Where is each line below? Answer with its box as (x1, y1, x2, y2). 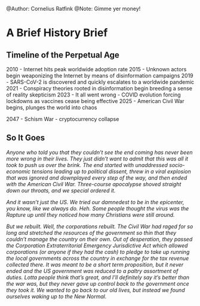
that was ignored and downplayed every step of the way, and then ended (6, 174, 187, 181)
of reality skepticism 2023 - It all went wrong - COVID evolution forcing (6, 91, 181, 98)
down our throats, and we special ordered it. (6, 187, 116, 194)
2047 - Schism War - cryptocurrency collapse (6, 116, 119, 122)
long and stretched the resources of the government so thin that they (6, 229, 177, 236)
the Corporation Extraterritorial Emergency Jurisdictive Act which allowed (6, 242, 188, 249)
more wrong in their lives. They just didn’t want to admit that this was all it (6, 155, 189, 162)
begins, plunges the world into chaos (6, 104, 97, 111)
